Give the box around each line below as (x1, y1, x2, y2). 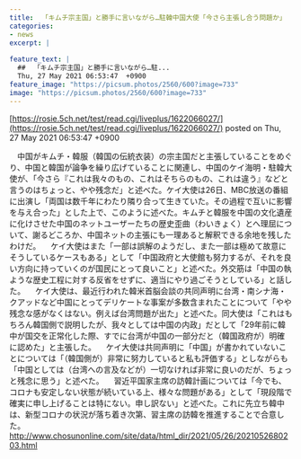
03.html (9, 439, 38, 450)
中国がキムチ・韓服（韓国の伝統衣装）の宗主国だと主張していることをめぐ (16, 150, 293, 162)
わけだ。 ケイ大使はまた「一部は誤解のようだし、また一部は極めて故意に (9, 240, 288, 252)
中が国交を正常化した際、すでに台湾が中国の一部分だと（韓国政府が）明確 (9, 330, 286, 341)
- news (9, 30, 34, 39)
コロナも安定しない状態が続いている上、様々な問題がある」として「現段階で (9, 386, 293, 397)
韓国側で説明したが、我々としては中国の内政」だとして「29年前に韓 (32, 319, 286, 330)
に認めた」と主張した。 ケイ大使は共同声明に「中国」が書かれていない (9, 341, 279, 352)
